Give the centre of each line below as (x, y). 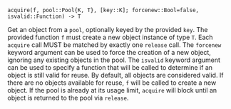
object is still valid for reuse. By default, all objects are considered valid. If (115, 75)
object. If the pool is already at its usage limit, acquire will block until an (112, 90)
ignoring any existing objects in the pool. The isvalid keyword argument (114, 60)
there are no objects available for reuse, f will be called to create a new (112, 83)
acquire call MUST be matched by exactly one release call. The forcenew (114, 45)
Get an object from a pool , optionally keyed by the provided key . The (108, 30)
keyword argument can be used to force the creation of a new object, (109, 52)
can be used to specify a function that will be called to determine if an (110, 67)
